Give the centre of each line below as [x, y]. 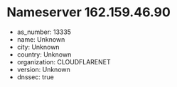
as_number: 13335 [44, 32]
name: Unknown [41, 39]
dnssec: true [35, 77]
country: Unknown [44, 54]
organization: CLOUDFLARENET [64, 62]
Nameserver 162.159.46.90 [89, 12]
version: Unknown [43, 69]
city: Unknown [38, 47]
